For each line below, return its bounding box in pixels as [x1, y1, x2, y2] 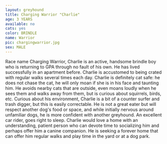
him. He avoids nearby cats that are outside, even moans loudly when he [5, 85, 156, 91]
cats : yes [5, 26, 26, 31]
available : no [5, 21, 35, 27]
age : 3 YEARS [5, 17, 33, 22]
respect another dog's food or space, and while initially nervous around [5, 106, 154, 112]
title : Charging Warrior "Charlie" [5, 12, 80, 17]
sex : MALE [5, 45, 26, 50]
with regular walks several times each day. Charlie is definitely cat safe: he [5, 74, 160, 80]
